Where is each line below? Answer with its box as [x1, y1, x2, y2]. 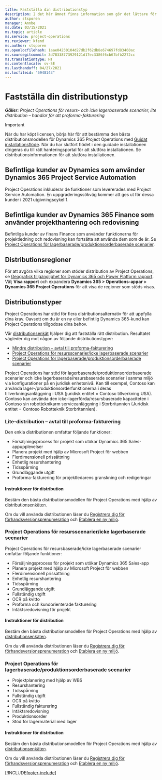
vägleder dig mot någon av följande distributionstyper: [5, 336, 114, 342]
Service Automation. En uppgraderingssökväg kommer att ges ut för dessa [5, 191, 154, 197]
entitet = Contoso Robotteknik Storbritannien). [5, 406, 97, 412]
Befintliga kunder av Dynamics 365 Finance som [5, 211, 154, 219]
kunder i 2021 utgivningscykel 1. [5, 197, 69, 202]
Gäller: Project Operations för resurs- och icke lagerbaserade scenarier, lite [5, 107, 157, 113]
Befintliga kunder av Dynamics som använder [5, 166, 145, 174]
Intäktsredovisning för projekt [12, 606, 71, 612]
